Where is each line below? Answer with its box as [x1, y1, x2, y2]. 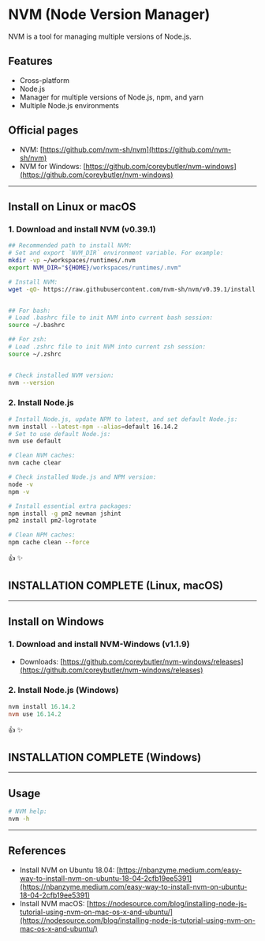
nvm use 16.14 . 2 [8, 710, 62, 718]
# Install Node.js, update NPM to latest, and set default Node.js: [8, 415, 238, 423]
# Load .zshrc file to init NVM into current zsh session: [8, 343, 207, 351]
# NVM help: [8, 807, 47, 815]
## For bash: [8, 307, 51, 314]
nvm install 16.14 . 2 [8, 702, 77, 710]
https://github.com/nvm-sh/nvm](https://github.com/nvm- [42, 145, 232, 154]
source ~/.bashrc [8, 322, 65, 329]
